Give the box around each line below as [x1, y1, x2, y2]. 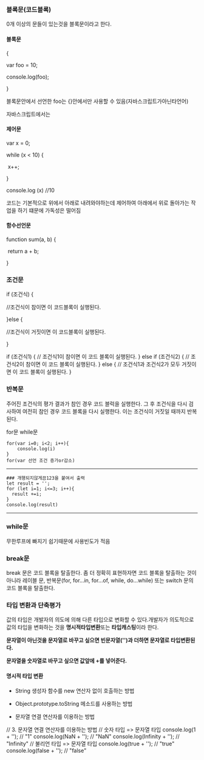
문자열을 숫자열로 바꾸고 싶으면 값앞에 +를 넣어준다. [6, 657, 127, 664]
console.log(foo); [6, 73, 50, 80]
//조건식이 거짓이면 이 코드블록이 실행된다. [6, 328, 106, 336]
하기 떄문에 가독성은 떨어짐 [17, 206, 81, 214]
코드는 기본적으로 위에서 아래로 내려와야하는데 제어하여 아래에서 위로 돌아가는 [6, 199, 190, 206]
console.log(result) [6, 501, 59, 508]
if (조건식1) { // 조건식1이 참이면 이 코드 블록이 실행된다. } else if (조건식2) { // [6, 353, 190, 361]
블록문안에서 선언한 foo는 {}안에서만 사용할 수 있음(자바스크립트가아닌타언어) [6, 97, 189, 105]
